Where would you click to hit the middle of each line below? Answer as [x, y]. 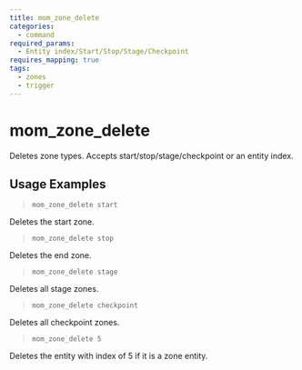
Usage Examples [58, 184]
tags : [20, 69]
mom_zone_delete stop [72, 239]
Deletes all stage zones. [54, 289]
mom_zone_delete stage [75, 272]
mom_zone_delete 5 [66, 339]
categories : [32, 26]
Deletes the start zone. [52, 222]
